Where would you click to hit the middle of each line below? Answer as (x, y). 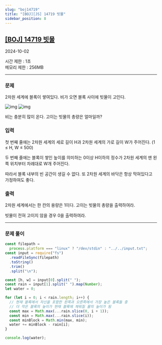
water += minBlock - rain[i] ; (40, 325)
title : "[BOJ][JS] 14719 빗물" (35, 14)
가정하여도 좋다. (20, 180)
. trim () (17, 267)
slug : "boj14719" (22, 9)
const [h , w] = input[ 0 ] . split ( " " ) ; (43, 280)
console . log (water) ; (26, 338)
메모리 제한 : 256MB (24, 67)
